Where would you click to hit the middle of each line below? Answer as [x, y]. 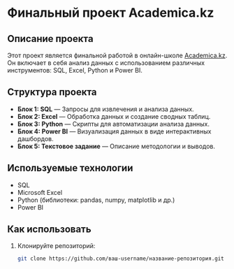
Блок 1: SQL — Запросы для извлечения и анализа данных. [105, 109]
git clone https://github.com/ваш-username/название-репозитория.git [121, 259]
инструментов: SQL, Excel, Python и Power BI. [75, 70]
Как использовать [50, 230]
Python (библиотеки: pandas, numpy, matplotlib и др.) [96, 200]
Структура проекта [52, 92]
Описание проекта [50, 39]
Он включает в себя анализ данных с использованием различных [106, 63]
